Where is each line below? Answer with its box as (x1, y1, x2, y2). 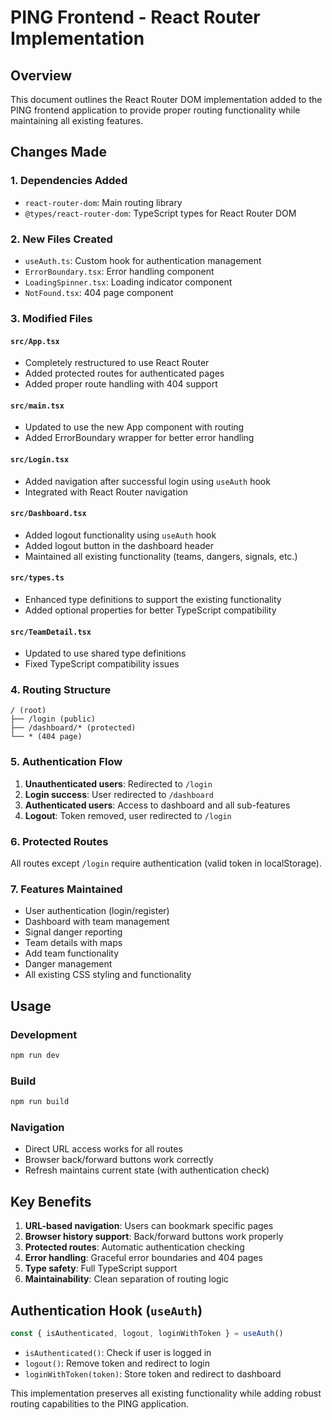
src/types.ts (10, 573, 65, 583)
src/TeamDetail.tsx (10, 627, 92, 637)
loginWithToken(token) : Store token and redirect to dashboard (24, 1367, 282, 1380)
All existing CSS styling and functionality (24, 969, 192, 981)
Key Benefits (10, 1193, 92, 1210)
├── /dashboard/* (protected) (10, 723, 137, 733)
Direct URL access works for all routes (24, 1143, 183, 1155)
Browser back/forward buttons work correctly (24, 1154, 214, 1166)
